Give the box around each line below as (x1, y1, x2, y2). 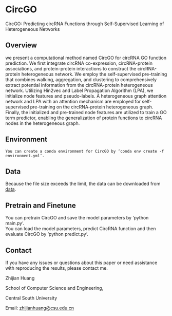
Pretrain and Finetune (5, 201, 76, 210)
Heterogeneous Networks (5, 26, 60, 32)
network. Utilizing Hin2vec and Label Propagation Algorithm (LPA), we (5, 87, 154, 94)
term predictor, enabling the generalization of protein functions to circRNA (5, 115, 162, 121)
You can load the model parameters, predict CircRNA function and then (5, 226, 156, 232)
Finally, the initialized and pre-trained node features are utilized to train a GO (5, 109, 167, 115)
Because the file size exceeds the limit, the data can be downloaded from (5, 181, 161, 187)
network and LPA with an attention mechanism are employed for (5, 98, 141, 104)
